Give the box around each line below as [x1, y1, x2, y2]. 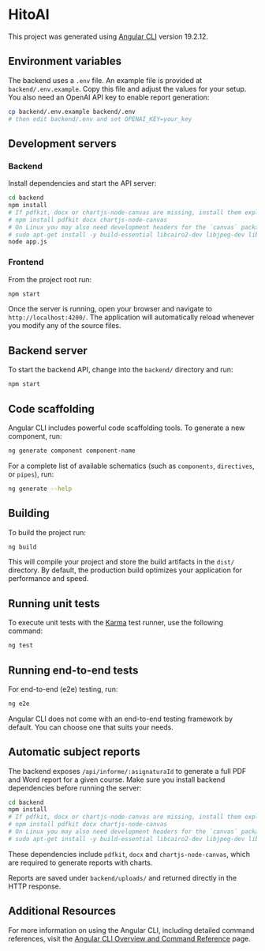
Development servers [8, 137, 117, 150]
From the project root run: [8, 274, 92, 284]
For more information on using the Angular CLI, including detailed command [8, 925, 255, 934]
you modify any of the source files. [8, 321, 121, 330]
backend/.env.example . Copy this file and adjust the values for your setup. [8, 84, 247, 93]
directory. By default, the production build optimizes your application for [8, 565, 243, 575]
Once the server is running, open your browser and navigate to [8, 304, 213, 314]
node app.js [8, 238, 47, 246]
